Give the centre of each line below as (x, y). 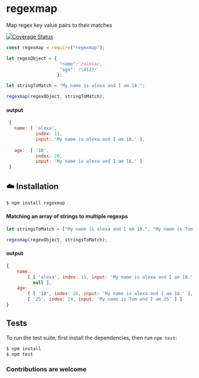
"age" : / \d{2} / (78, 69)
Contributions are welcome (46, 370)
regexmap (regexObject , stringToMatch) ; (56, 97)
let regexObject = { (32, 58)
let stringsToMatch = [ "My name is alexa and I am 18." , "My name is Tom (100, 229)
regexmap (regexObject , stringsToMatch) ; (57, 240)
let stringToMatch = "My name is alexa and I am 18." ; (76, 86)
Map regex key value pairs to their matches (59, 25)
